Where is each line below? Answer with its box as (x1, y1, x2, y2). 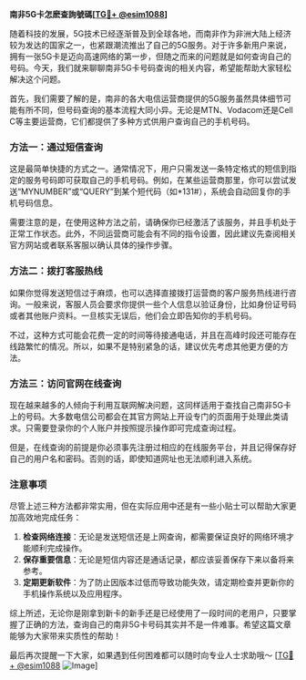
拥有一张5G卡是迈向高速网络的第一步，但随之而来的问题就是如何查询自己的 (9, 51, 291, 62)
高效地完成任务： (16, 512, 82, 523)
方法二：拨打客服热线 (9, 264, 103, 277)
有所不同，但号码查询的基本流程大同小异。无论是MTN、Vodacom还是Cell (16, 105, 293, 115)
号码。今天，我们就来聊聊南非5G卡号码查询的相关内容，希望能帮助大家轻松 (9, 63, 291, 73)
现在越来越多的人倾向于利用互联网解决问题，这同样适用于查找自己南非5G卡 (9, 399, 291, 410)
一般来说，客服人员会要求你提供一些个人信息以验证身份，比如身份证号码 (25, 298, 297, 309)
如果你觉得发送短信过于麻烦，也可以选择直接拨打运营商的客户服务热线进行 (9, 287, 289, 298)
